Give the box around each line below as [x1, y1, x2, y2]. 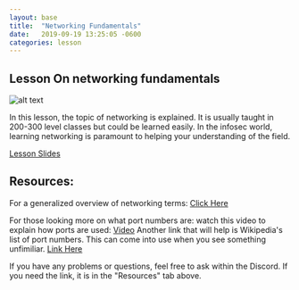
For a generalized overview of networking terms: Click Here [9, 197, 229, 208]
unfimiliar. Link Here [9, 243, 83, 254]
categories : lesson [9, 37, 82, 47]
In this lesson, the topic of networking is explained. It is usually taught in [9, 112, 274, 123]
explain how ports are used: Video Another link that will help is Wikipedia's [9, 224, 283, 235]
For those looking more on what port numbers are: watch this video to [9, 215, 266, 226]
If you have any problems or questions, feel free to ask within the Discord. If [9, 261, 288, 271]
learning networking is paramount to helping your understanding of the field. [9, 131, 291, 142]
